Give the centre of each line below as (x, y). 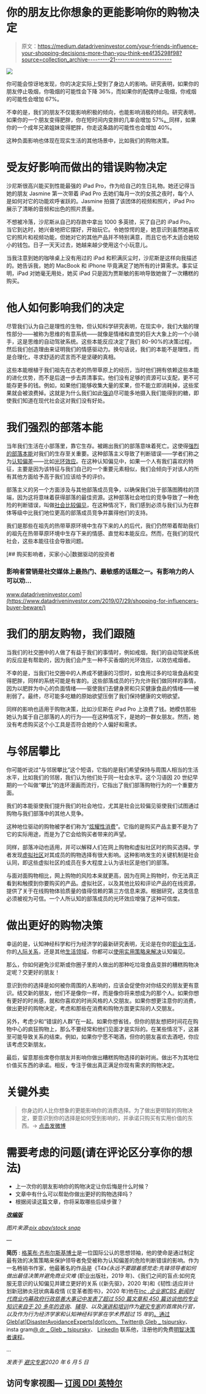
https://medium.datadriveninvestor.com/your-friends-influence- (118, 46)
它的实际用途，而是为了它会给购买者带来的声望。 (68, 834)
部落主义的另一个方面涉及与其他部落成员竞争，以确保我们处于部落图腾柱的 (100, 489)
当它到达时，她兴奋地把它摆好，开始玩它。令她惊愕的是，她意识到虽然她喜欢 (103, 229)
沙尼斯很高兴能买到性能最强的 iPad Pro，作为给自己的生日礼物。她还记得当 (101, 185)
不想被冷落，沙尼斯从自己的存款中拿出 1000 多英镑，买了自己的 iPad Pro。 (100, 222)
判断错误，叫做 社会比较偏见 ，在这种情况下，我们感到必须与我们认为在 (105, 505)
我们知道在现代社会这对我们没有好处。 (60, 400)
